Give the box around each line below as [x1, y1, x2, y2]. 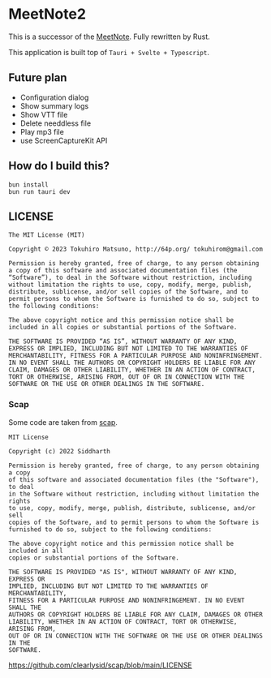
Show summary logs [19, 101, 89, 110]
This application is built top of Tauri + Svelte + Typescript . [8, 47, 209, 57]
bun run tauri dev [8, 187, 71, 195]
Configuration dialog [19, 92, 89, 102]
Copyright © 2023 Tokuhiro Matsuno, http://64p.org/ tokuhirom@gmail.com [8, 245, 264, 254]
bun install [8, 180, 49, 189]
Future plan [8, 71, 67, 85]
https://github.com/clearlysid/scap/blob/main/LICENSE [8, 660, 192, 670]
